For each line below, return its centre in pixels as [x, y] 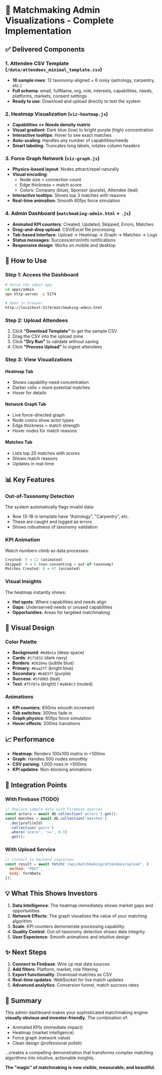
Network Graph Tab [26, 404]
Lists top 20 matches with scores [46, 453]
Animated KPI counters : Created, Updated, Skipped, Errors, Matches [83, 224]
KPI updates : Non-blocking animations [52, 769]
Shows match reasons [35, 458]
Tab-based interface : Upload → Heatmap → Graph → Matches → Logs [85, 234]
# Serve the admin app [28, 285]
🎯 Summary [23, 1001]
